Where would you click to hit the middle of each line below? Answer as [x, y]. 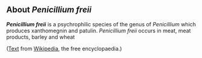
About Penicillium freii [49, 10]
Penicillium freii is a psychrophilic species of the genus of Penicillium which [101, 24]
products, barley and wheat [41, 37]
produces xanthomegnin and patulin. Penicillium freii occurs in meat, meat [99, 30]
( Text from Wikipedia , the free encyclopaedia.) [64, 48]
